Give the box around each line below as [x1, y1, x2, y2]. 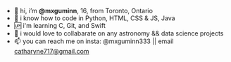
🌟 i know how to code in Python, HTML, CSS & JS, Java [13, 14, 175, 22]
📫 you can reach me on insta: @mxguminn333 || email [13, 37, 174, 45]
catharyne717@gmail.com [13, 47, 89, 55]
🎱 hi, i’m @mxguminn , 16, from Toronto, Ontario [13, 7, 154, 15]
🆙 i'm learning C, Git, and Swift [13, 22, 106, 29]
